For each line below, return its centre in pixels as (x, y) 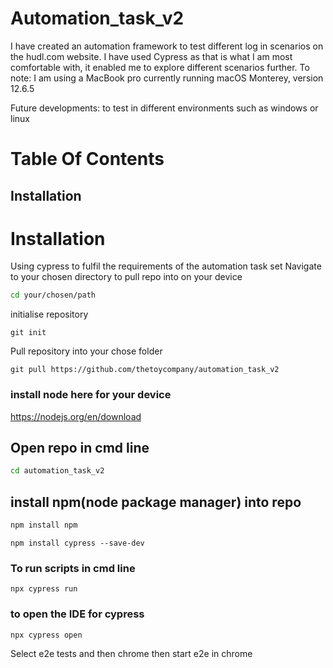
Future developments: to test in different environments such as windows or (164, 108)
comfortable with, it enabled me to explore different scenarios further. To (160, 67)
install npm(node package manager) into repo (156, 502)
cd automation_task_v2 (57, 471)
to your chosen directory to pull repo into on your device (126, 277)
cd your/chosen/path (53, 295)
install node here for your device (91, 395)
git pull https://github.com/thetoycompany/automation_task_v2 (145, 370)
